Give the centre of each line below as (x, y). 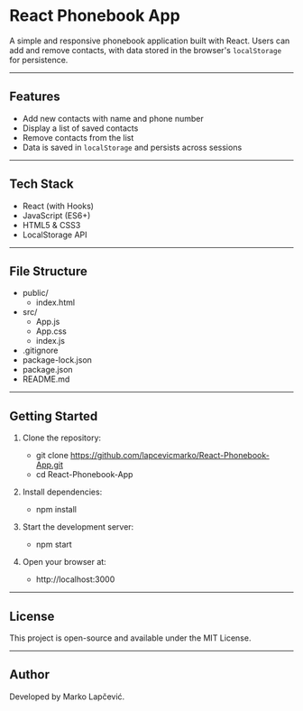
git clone (52, 456)
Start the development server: (78, 527)
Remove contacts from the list (78, 137)
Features (35, 97)
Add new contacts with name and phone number (113, 118)
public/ (36, 293)
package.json (48, 370)
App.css (51, 331)
